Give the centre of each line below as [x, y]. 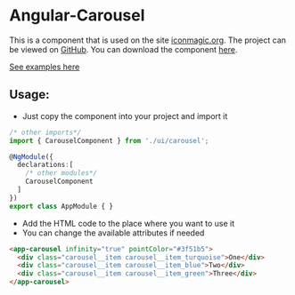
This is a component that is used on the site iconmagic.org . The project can [148, 40]
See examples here [45, 67]
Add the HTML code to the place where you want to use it [128, 223]
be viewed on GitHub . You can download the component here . [123, 49]
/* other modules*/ [61, 173]
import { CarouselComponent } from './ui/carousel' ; [109, 140]
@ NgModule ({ [31, 156]
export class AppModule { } [61, 206]
